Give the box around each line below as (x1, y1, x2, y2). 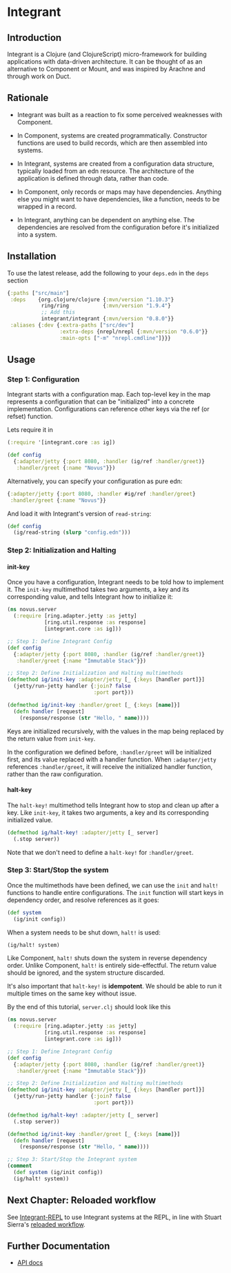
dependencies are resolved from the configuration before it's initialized (17, 223, 219, 231)
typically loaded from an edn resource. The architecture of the (17, 167, 194, 175)
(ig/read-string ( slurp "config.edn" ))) (13, 529, 131, 536)
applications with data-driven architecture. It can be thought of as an (7, 57, 203, 66)
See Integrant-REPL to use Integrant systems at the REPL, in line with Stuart (7, 1213, 222, 1221)
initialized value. (7, 815, 53, 824)
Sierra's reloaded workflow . (7, 1220, 86, 1229)
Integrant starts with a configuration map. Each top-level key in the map (7, 390, 211, 399)
